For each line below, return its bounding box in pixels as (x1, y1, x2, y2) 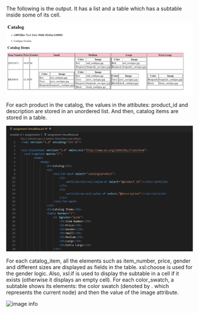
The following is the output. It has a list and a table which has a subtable (6, 5, 182, 12)
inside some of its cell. (6, 11, 61, 18)
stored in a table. (6, 114, 47, 121)
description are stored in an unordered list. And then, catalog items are (6, 108, 179, 115)
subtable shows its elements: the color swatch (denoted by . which (6, 283, 169, 290)
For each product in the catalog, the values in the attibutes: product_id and (6, 101, 188, 108)
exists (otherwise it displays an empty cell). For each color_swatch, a (6, 276, 174, 283)
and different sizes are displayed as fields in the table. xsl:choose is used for (6, 264, 193, 271)
